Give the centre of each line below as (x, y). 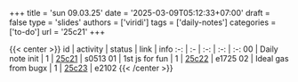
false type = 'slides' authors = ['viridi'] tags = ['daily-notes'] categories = (143, 22)
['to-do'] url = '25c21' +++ (57, 32)
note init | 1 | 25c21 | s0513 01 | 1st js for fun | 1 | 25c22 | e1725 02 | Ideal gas (149, 58)
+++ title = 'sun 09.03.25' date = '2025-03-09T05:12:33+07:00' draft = (140, 13)
